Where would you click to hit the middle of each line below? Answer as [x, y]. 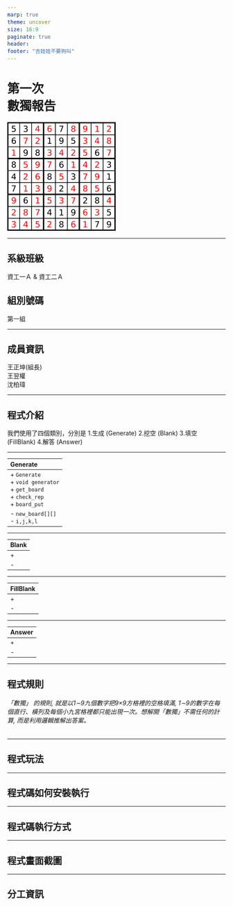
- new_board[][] [33, 514]
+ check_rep [27, 496]
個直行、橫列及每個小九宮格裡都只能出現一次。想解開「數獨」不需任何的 [110, 712]
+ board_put [27, 503]
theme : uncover [29, 22]
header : [18, 44]
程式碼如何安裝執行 [48, 793]
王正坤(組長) [25, 367]
